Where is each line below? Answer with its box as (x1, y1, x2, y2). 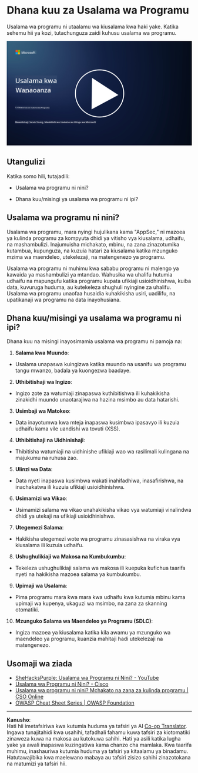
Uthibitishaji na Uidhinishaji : (15, 437, 86, 444)
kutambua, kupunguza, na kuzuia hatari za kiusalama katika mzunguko (6, 247, 178, 254)
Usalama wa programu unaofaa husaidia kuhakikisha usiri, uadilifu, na (6, 290, 176, 297)
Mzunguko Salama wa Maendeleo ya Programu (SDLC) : (15, 617, 153, 625)
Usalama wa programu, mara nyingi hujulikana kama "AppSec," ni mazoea (6, 228, 186, 235)
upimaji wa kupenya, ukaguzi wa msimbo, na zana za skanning (15, 600, 167, 607)
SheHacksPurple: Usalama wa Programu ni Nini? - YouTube (15, 675, 159, 682)
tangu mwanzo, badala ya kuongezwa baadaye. (15, 367, 131, 374)
